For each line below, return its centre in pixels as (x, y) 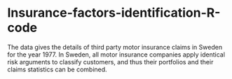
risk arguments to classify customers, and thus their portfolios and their (110, 62)
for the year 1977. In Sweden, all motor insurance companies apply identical (116, 55)
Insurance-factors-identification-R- (114, 13)
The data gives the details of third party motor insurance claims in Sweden (115, 47)
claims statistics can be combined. (57, 69)
